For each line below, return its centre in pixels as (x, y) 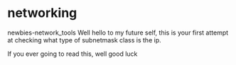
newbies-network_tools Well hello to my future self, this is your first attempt (118, 32)
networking (42, 13)
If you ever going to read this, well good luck (73, 54)
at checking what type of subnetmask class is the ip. (84, 40)
